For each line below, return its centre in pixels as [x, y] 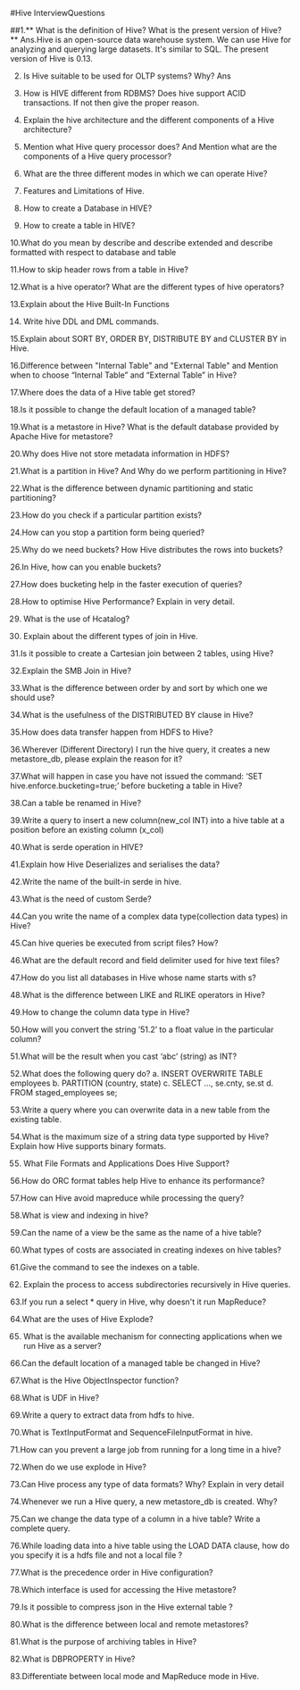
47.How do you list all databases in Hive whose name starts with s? [133, 978]
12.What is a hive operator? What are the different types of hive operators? [147, 287]
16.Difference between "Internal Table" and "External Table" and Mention [144, 366]
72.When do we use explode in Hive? [78, 1467]
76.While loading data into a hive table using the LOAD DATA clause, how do [150, 1545]
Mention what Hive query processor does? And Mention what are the [150, 147]
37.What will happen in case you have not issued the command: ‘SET [137, 776]
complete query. [40, 1528]
